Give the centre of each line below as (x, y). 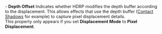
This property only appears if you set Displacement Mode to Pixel (71, 21)
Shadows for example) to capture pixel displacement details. (65, 17)
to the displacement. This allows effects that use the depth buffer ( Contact (79, 11)
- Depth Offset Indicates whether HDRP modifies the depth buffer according (81, 6)
